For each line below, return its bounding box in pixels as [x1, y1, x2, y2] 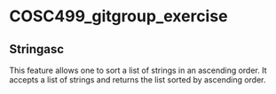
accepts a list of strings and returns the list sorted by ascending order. [9, 74, 266, 85]
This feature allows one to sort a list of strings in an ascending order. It [9, 65, 268, 75]
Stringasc [9, 42, 65, 57]
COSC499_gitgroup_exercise [9, 6, 228, 27]
